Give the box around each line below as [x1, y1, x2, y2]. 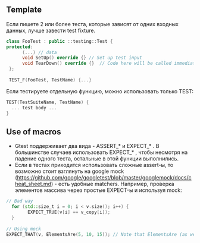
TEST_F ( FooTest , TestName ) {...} [8, 77, 92, 83]
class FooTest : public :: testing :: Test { [6, 38, 113, 44]
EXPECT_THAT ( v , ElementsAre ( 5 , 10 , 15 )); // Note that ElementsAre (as [6, 231, 187, 237]
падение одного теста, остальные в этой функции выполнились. [14, 155, 179, 162]
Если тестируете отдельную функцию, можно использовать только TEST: [6, 87, 193, 94]
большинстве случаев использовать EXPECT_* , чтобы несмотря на [14, 149, 188, 156]
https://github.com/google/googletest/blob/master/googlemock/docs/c [17, 174, 192, 181]
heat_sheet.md [14, 181, 52, 188]
